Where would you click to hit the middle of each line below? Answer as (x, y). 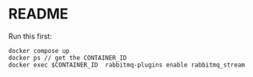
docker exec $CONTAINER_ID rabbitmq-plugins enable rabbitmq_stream (127, 65)
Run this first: (30, 36)
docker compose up (39, 51)
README (38, 14)
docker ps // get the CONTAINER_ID (68, 58)
